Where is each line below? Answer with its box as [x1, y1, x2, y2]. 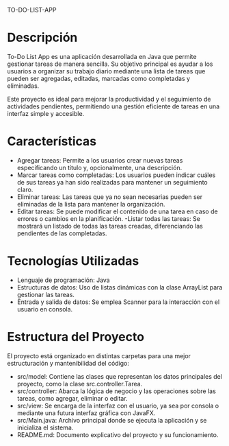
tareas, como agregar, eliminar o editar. [16, 394, 128, 402]
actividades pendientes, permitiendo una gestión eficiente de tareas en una [7, 102, 220, 110]
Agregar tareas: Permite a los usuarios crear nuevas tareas [16, 156, 183, 164]
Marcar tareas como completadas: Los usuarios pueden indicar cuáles [16, 171, 216, 179]
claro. [16, 185, 33, 193]
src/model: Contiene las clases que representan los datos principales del [16, 372, 222, 380]
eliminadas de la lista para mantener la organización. [16, 200, 165, 208]
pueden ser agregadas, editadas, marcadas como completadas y [7, 74, 190, 82]
